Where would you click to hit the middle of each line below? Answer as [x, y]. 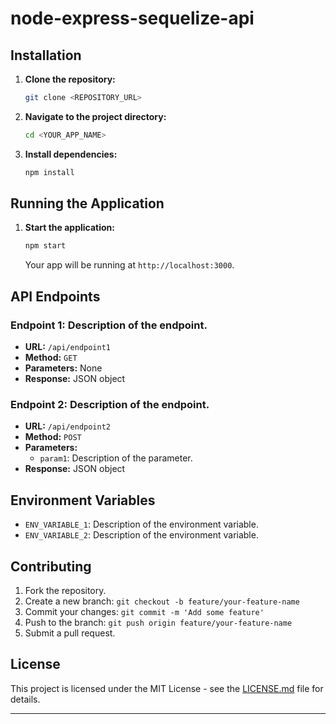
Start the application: [70, 228]
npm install [49, 172]
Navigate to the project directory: [95, 116]
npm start [45, 246]
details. [25, 699]
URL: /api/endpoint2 [68, 426]
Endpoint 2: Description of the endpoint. [110, 404]
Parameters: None [63, 368]
